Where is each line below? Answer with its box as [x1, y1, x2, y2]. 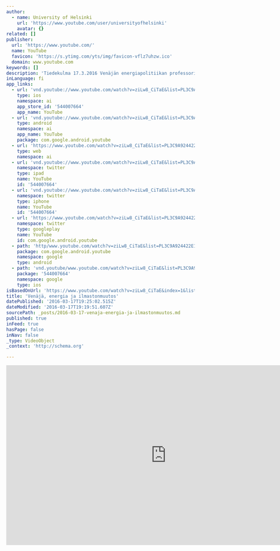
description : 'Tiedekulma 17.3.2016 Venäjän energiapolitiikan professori [6, 70, 197, 76]
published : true [6, 315, 47, 321]
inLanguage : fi [6, 76, 44, 82]
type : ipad [17, 170, 44, 177]
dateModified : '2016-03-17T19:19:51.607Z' [6, 304, 114, 311]
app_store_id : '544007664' [17, 103, 84, 110]
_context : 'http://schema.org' [6, 343, 84, 350]
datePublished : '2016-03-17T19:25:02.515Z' [6, 299, 117, 305]
